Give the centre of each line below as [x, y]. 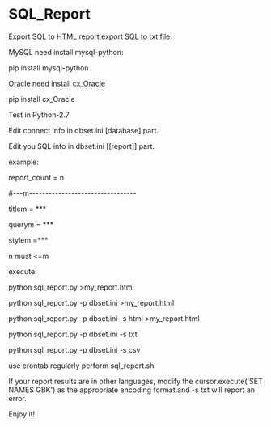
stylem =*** [28, 240]
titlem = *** [28, 209]
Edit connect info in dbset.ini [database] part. [84, 130]
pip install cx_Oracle [42, 99]
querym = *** [31, 224]
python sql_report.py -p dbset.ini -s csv [74, 349]
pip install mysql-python [49, 68]
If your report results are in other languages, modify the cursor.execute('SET [135, 381]
